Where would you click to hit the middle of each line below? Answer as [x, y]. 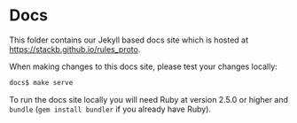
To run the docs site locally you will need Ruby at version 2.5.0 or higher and [149, 99]
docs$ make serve [41, 82]
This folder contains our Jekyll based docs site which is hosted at [129, 40]
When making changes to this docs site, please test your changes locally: [143, 66]
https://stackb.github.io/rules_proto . [75, 49]
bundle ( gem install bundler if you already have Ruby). [110, 109]
